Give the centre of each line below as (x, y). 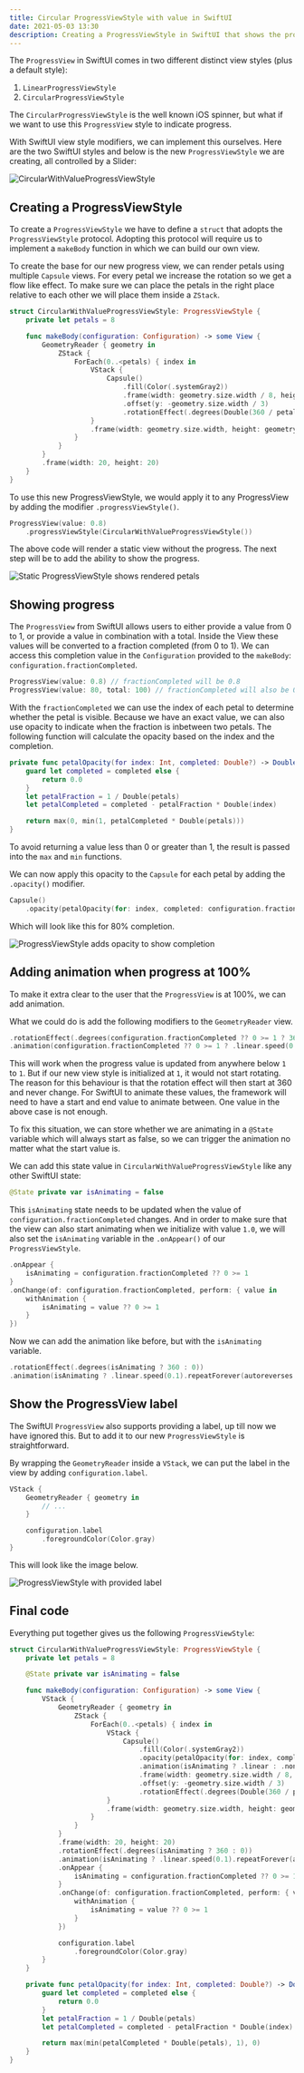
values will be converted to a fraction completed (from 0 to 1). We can (139, 646)
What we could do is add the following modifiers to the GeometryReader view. (152, 1021)
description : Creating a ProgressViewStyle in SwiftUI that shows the (145, 34)
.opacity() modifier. (47, 884)
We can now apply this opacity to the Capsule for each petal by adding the (147, 874)
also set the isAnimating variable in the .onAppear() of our (118, 1239)
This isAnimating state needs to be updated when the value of (125, 1210)
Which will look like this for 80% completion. (92, 926)
